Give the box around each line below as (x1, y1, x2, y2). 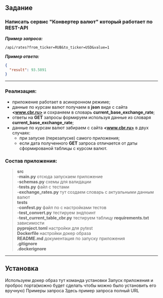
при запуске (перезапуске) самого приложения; (19, 135, 120, 141)
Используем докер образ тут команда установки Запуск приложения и (5, 277, 154, 283)
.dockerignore (16, 246, 47, 251)
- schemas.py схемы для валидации (16, 179, 91, 184)
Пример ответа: (5, 53, 40, 59)
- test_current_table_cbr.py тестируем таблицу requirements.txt (16, 215, 149, 220)
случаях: (12, 130, 31, 135)
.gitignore (16, 240, 37, 247)
